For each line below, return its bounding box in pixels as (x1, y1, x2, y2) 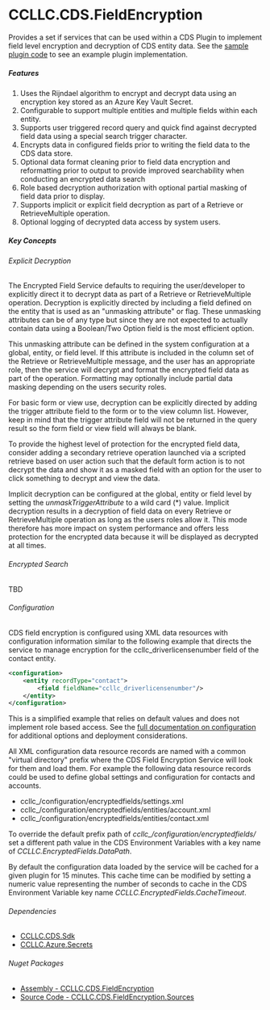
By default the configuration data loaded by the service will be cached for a (8, 862, 260, 872)
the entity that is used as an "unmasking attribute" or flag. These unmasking (8, 307, 262, 316)
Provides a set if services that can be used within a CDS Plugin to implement (8, 32, 263, 42)
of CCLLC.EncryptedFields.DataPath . (8, 846, 132, 857)
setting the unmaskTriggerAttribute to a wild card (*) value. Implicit (8, 498, 230, 508)
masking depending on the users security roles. (8, 382, 167, 392)
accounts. (8, 781, 42, 790)
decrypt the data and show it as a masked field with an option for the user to (8, 465, 262, 475)
